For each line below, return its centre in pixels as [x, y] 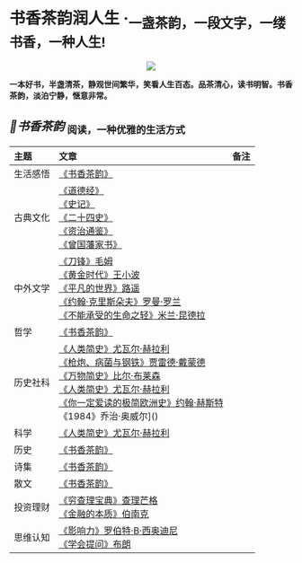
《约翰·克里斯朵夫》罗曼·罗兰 [120, 302]
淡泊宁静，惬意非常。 [72, 95]
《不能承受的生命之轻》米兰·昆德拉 [132, 315]
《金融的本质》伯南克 [104, 514]
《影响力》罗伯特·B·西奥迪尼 [118, 531]
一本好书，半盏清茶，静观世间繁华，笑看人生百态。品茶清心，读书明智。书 [147, 84]
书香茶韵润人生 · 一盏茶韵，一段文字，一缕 [147, 20]
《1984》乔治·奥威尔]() [109, 416]
